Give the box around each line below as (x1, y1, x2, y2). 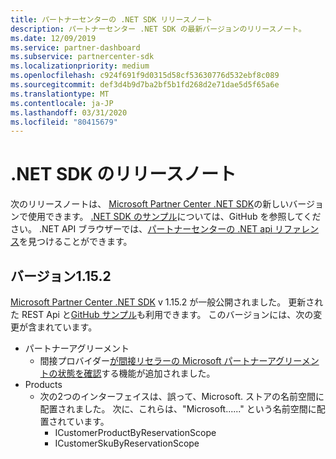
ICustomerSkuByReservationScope (54, 437, 200, 449)
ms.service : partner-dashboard (10, 42, 141, 53)
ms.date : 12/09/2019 (10, 33, 97, 43)
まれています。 (36, 321, 98, 333)
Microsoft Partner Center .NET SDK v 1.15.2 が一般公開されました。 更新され (10, 296, 324, 308)
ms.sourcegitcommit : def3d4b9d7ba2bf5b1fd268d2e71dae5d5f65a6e (10, 80, 280, 90)
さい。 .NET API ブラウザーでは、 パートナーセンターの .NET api (10, 223, 273, 235)
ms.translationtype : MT (10, 89, 110, 99)
